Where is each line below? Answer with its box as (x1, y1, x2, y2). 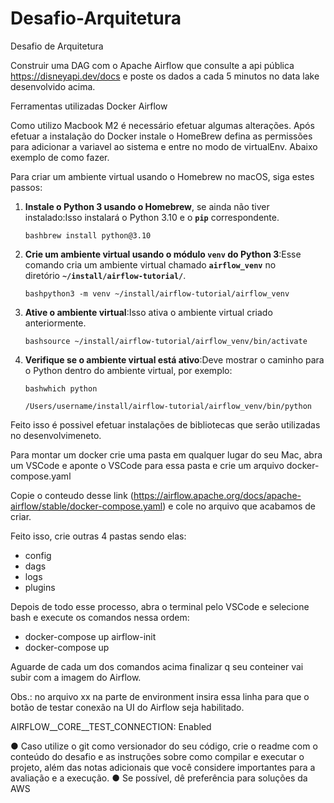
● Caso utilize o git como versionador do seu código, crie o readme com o (10, 740, 318, 752)
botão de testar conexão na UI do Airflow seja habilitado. (10, 701, 245, 713)
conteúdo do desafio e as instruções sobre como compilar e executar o (10, 750, 305, 762)
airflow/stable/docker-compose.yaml (10, 500, 163, 512)
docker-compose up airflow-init (24, 630, 157, 642)
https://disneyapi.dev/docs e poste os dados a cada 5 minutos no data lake (10, 70, 320, 82)
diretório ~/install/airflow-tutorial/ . (24, 269, 187, 281)
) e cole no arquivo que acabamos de (162, 500, 316, 512)
